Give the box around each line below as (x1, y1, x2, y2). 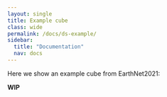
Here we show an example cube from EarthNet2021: (7, 69, 161, 78)
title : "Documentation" (14, 43, 84, 50)
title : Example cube (7, 17, 69, 24)
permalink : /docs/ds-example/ (7, 30, 97, 38)
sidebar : (7, 37, 33, 44)
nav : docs (14, 50, 43, 57)
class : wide (7, 23, 43, 30)
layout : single (7, 10, 53, 18)
